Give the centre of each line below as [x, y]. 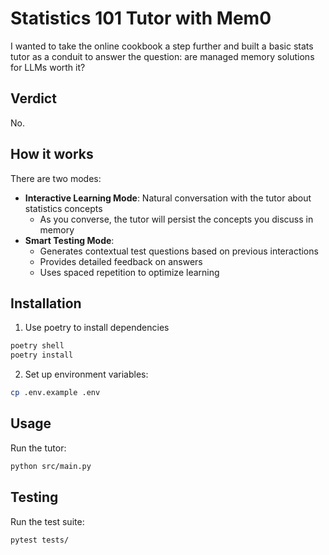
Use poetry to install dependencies [97, 328]
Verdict [33, 98]
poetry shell [37, 346]
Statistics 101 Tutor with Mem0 [141, 18]
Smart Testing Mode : [69, 240]
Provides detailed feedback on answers [121, 261]
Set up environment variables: [86, 374]
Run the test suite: [47, 521]
